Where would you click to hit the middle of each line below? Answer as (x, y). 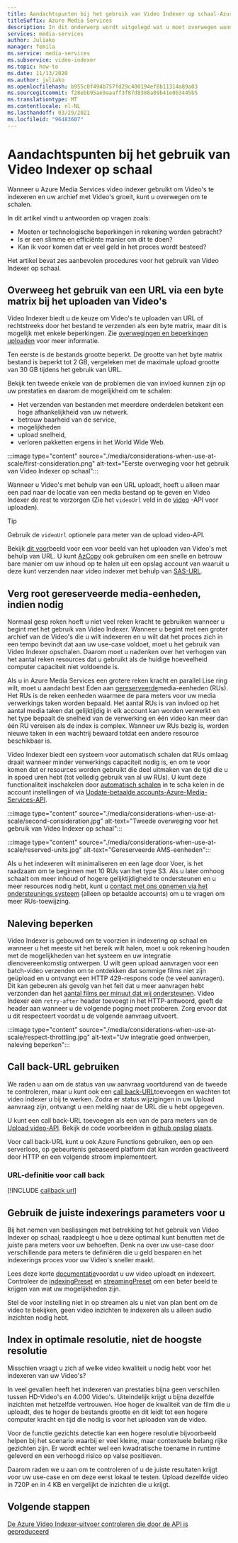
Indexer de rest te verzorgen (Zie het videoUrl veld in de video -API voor (113, 500)
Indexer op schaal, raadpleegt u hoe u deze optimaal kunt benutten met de (116, 1237)
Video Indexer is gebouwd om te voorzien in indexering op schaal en (107, 941)
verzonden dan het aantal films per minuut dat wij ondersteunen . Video (111, 993)
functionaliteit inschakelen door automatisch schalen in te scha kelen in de (116, 785)
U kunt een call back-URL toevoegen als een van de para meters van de (112, 1120)
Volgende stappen (49, 1507)
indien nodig (35, 604)
